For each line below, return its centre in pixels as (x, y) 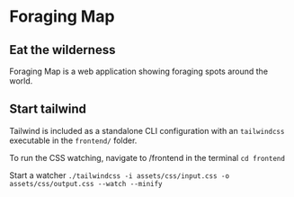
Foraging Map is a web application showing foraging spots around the (138, 71)
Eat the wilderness (62, 50)
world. (21, 81)
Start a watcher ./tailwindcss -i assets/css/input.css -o (120, 175)
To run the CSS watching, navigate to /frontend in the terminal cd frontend (147, 157)
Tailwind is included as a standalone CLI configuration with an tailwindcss (147, 130)
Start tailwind (48, 109)
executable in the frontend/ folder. (73, 140)
